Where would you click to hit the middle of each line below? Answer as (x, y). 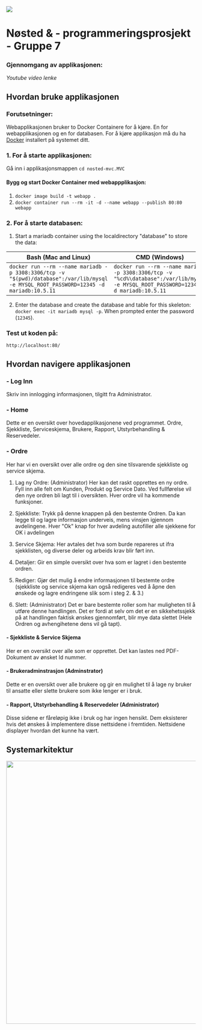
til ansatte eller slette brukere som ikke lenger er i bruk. (74, 690)
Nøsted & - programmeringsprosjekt (99, 33)
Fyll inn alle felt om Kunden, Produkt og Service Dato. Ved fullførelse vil (103, 489)
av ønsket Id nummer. (60, 657)
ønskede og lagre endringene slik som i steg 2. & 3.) (79, 593)
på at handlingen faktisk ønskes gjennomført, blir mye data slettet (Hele (103, 617)
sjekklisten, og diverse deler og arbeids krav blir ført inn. (85, 550)
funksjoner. (29, 501)
